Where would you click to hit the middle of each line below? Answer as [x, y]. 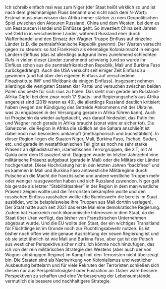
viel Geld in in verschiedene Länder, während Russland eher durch [73, 33]
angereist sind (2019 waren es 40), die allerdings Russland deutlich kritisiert [83, 102]
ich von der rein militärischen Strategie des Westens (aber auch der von [79, 249]
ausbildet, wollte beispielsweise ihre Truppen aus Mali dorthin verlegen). [79, 202]
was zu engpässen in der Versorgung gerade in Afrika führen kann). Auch [81, 113]
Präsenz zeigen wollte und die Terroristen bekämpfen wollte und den [76, 191]
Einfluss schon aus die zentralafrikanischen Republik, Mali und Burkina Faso [83, 65]
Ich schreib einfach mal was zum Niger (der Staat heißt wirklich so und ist [80, 7]
